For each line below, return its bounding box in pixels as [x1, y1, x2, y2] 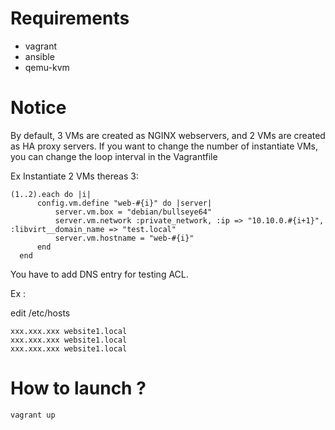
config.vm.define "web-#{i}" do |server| [36, 198, 213, 208]
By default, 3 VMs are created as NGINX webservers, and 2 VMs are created [10, 129, 326, 141]
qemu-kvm [24, 61, 70, 73]
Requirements [10, 7, 130, 30]
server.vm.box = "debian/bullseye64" [54, 207, 213, 217]
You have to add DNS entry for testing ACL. [10, 268, 189, 280]
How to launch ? [10, 377, 147, 400]
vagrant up [10, 410, 56, 420]
